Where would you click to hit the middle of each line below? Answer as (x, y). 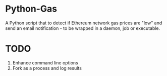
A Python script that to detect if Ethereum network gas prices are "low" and (84, 23)
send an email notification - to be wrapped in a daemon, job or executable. (83, 28)
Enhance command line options (45, 63)
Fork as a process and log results (47, 68)
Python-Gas (31, 9)
